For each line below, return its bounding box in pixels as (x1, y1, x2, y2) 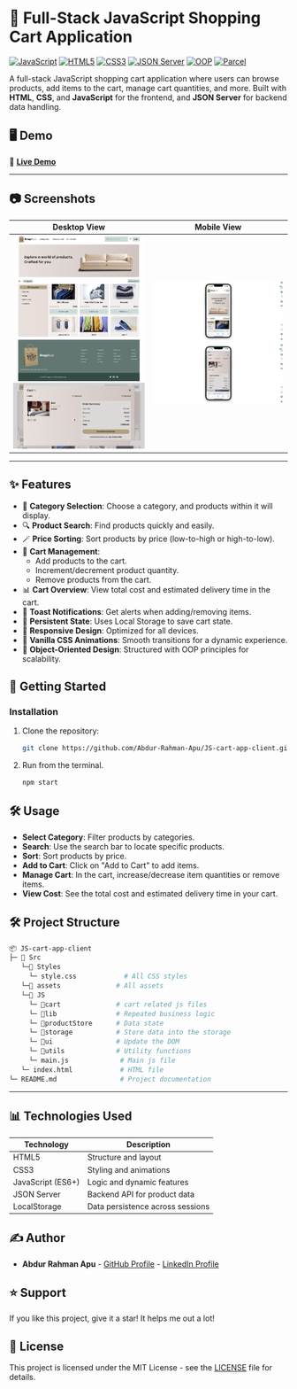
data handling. (9, 101, 62, 112)
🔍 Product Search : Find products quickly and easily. (21, 520, 215, 531)
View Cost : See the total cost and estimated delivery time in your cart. (21, 888, 278, 898)
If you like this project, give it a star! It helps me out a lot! (9, 1313, 215, 1323)
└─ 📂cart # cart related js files (28, 1000, 208, 1009)
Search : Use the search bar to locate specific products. (21, 841, 225, 851)
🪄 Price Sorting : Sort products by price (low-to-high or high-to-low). (21, 533, 276, 544)
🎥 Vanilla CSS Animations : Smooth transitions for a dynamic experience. (21, 634, 288, 645)
